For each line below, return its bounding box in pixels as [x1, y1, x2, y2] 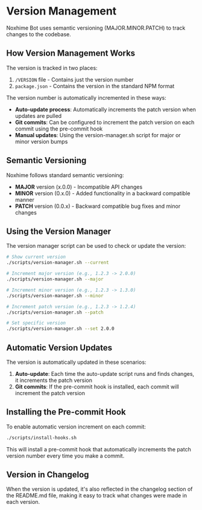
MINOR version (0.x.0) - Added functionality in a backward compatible [14, 189, 191, 197]
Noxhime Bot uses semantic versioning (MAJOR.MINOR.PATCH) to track [6, 24, 186, 31]
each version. [6, 499, 40, 506]
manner [14, 196, 34, 203]
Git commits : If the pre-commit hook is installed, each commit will [14, 382, 179, 390]
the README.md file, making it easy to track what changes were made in [6, 492, 188, 499]
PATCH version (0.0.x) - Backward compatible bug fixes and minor [14, 202, 181, 210]
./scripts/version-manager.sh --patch [6, 309, 104, 315]
